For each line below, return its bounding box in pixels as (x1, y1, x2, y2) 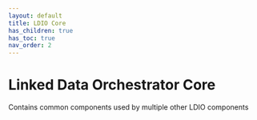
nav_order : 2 (8, 42, 52, 50)
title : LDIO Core (8, 19, 66, 27)
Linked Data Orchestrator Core (8, 76, 216, 94)
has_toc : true (8, 34, 56, 42)
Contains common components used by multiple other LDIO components (8, 102, 249, 112)
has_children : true (8, 26, 74, 34)
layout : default (8, 11, 62, 20)
